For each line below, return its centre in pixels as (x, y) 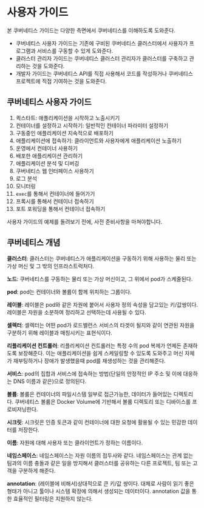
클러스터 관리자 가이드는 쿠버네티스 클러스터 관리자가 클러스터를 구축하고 (102, 58)
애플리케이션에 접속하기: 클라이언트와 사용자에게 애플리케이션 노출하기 (98, 141)
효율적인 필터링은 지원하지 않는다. (53, 498)
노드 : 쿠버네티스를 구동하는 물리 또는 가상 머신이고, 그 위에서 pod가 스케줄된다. (100, 279)
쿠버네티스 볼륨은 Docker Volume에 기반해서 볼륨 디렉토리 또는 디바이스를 (103, 401)
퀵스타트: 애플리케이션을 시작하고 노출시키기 (68, 118)
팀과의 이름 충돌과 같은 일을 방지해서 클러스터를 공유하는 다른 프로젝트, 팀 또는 (99, 463)
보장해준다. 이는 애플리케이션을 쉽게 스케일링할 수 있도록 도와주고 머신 (101, 353)
